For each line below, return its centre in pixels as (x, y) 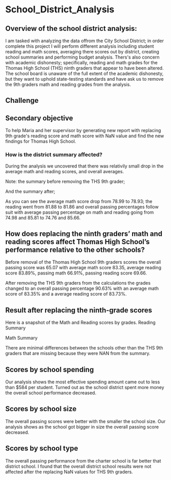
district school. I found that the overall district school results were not (78, 466)
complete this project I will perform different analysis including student (80, 46)
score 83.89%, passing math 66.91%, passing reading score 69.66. (76, 273)
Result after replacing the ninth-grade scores (79, 310)
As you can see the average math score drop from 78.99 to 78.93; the (79, 201)
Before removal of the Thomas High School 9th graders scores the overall (83, 262)
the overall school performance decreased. (51, 393)
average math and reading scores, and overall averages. (65, 171)
